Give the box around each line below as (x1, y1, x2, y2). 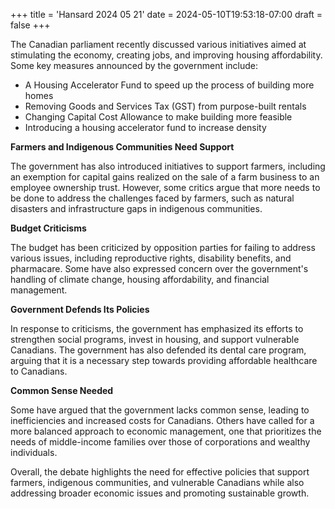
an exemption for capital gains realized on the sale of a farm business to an (10, 171, 320, 183)
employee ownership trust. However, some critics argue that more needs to (10, 182, 321, 193)
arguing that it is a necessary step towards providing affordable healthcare (10, 355, 318, 366)
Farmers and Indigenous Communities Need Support (10, 141, 235, 153)
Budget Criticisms (10, 222, 87, 234)
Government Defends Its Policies (10, 304, 150, 315)
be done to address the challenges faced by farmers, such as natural (10, 192, 295, 204)
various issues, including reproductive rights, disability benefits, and (10, 252, 292, 264)
